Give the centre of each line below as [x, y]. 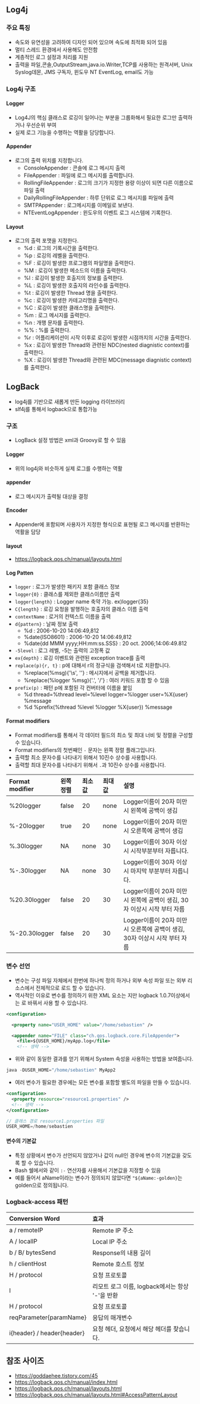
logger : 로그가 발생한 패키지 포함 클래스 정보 [67, 587]
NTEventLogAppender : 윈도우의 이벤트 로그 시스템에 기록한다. [98, 213]
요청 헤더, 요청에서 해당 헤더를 [132, 1329]
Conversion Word [35, 1218]
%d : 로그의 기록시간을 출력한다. [61, 248]
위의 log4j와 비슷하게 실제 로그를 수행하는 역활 [69, 468]
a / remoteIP [26, 1230]
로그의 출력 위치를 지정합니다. [49, 161]
